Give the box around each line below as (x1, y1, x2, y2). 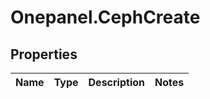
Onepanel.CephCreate (10, 6, 201, 29)
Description (88, 76, 145, 89)
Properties (10, 46, 78, 63)
